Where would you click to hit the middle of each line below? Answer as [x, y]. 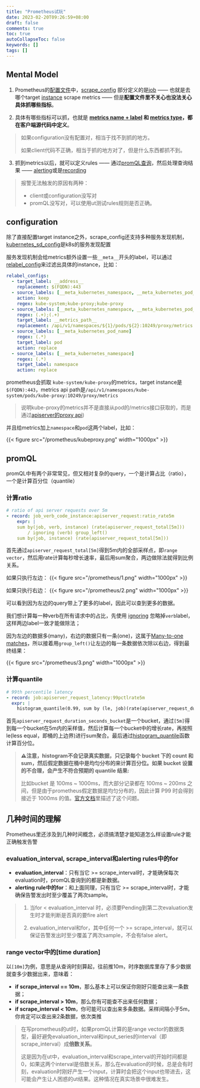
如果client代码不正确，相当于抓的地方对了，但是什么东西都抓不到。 [103, 150]
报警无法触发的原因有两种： [55, 183]
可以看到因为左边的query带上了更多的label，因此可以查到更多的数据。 [92, 603]
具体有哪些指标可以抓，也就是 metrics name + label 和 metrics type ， [101, 117]
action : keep [33, 298]
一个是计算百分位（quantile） [42, 481]
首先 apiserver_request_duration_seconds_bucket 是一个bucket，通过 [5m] [96, 721]
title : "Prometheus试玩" [36, 12]
